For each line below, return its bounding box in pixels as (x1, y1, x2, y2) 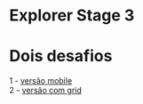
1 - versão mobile (9, 76, 73, 86)
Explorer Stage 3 (9, 5, 135, 26)
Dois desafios (9, 46, 113, 67)
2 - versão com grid (9, 85, 83, 96)
